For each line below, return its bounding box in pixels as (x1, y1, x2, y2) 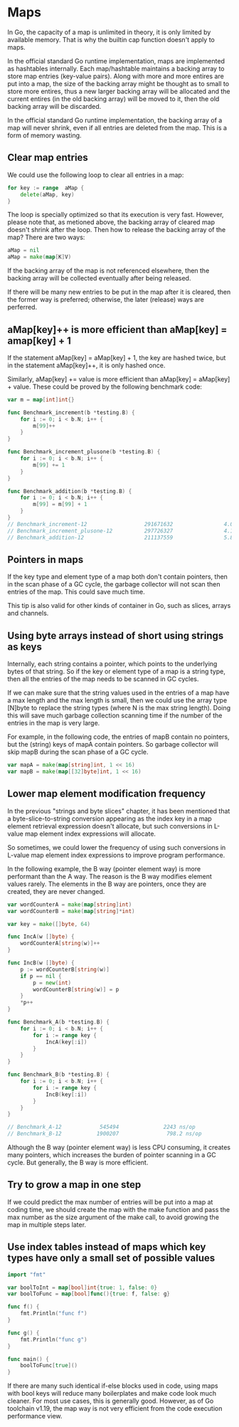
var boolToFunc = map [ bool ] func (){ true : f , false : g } (7, 1290, 171, 1297)
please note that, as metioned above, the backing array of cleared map (7, 218, 216, 226)
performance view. (7, 1412, 63, 1421)
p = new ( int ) (33, 979, 72, 986)
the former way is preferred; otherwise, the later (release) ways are (7, 295, 204, 304)
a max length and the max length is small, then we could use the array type (7, 696, 228, 705)
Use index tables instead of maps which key (7, 1241, 206, 1253)
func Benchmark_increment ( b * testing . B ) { (7, 409, 135, 416)
